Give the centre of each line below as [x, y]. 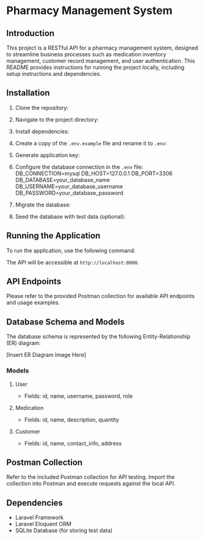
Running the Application [53, 236]
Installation [28, 93]
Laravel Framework [39, 517]
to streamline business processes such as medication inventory [86, 54]
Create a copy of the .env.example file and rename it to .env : [91, 143]
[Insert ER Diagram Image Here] [46, 355]
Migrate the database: [43, 205]
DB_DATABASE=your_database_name [62, 180]
